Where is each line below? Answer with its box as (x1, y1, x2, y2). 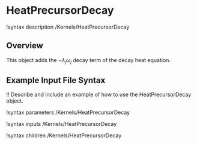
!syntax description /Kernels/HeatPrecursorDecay (6, 23, 130, 30)
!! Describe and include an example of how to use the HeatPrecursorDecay (6, 91, 192, 98)
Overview (6, 41, 44, 51)
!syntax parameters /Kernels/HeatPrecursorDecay (6, 109, 130, 116)
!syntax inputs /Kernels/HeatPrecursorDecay (6, 121, 117, 128)
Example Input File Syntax (6, 75, 106, 85)
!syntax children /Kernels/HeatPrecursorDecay (6, 132, 122, 139)
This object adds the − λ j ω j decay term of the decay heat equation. (6, 56, 171, 65)
